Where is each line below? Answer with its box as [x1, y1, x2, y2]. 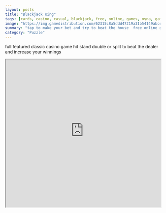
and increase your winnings [5, 49, 62, 55]
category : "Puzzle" [5, 30, 45, 35]
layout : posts [5, 7, 34, 12]
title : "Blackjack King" [5, 12, 56, 17]
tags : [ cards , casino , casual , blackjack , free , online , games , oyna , [5, 16, 153, 21]
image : [5, 21, 19, 26]
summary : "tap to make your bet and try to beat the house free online [5, 26, 158, 31]
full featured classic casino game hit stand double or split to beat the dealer [5, 44, 159, 49]
